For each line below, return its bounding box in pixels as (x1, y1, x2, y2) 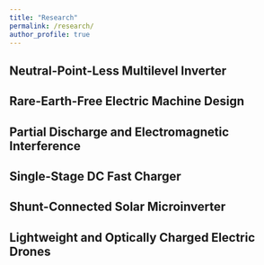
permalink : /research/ (9, 22, 94, 31)
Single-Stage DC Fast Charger (9, 168, 181, 184)
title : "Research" (9, 13, 78, 22)
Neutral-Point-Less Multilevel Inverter (9, 63, 227, 78)
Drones (9, 243, 51, 259)
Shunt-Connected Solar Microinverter (9, 199, 226, 215)
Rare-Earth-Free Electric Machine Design (9, 93, 245, 109)
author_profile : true (9, 30, 91, 39)
